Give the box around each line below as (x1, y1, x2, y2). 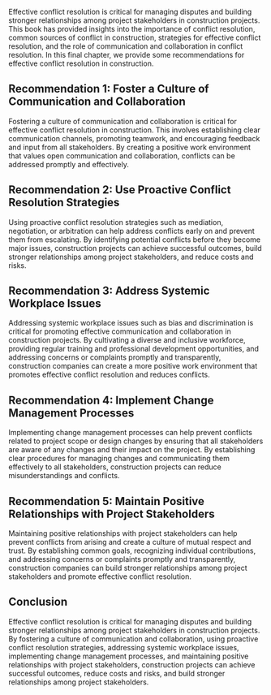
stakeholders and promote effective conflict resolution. (8, 572, 192, 581)
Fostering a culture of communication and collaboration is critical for (8, 116, 237, 126)
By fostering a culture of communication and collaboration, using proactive (8, 633, 259, 644)
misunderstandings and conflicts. (8, 471, 120, 481)
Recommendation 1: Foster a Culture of (8, 82, 209, 96)
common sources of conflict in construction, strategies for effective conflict (8, 32, 261, 42)
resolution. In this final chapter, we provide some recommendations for (8, 50, 245, 59)
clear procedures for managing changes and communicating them (8, 454, 230, 464)
